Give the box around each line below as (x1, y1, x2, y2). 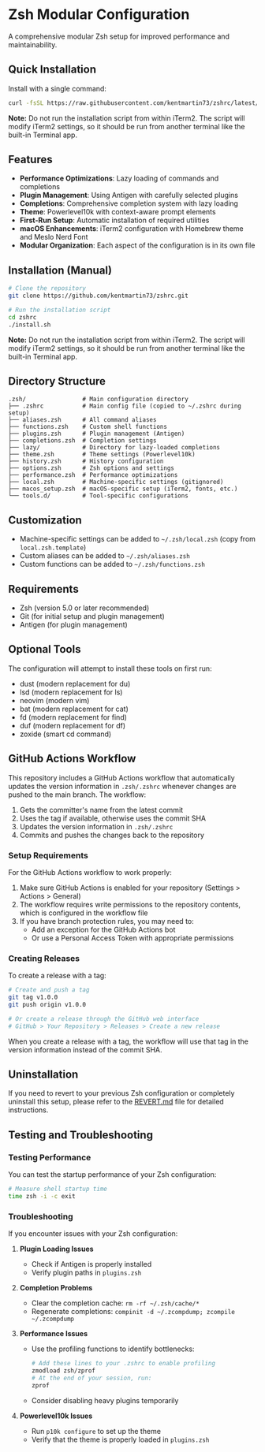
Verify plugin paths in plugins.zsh (31, 1268, 142, 1278)
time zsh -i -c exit (8, 1193, 77, 1201)
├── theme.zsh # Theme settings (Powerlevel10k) (8, 451, 196, 459)
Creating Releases (8, 952, 80, 963)
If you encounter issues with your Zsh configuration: (8, 1229, 178, 1238)
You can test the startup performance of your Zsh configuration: (8, 1170, 217, 1179)
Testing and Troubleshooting (8, 1128, 154, 1141)
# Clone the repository (8, 285, 87, 292)
